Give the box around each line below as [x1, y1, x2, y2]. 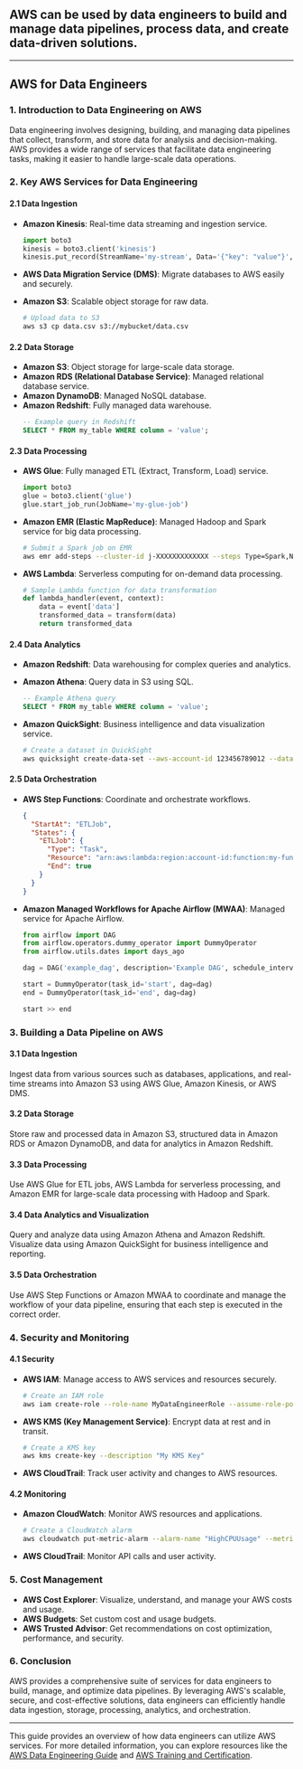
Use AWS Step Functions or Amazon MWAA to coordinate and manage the [9, 1289, 287, 1301]
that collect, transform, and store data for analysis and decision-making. [9, 134, 278, 145]
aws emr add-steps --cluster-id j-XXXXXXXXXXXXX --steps [22, 552, 242, 561]
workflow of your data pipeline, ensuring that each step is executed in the [9, 1299, 283, 1310]
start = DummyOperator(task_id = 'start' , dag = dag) [22, 980, 214, 989]
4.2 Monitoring [9, 1488, 67, 1499]
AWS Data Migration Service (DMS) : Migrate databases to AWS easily [22, 269, 285, 279]
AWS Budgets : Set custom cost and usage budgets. [22, 1613, 216, 1624]
